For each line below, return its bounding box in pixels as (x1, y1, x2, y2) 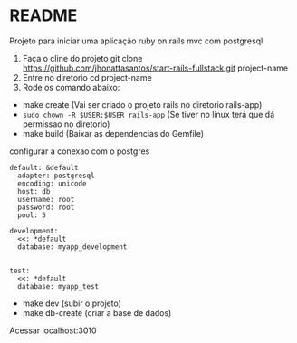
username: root (17, 195, 75, 204)
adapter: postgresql (17, 171, 95, 180)
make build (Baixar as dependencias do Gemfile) (22, 128, 205, 138)
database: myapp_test (17, 281, 100, 291)
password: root (17, 203, 75, 212)
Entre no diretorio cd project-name (22, 71, 152, 82)
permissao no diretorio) (22, 119, 110, 129)
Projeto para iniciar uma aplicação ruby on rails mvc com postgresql (9, 35, 263, 46)
